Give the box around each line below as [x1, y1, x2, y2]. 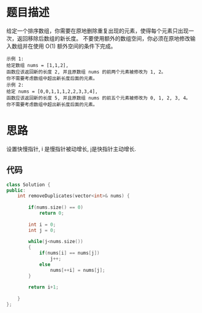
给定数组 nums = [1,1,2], [6, 62, 69, 68]
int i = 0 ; [28, 222, 56, 228]
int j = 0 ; [28, 227, 56, 233]
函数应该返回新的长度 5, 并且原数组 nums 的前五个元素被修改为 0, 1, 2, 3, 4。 [6, 95, 191, 101]
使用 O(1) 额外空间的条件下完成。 [32, 42, 116, 50]
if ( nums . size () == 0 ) [28, 204, 84, 211]
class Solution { [6, 182, 51, 188]
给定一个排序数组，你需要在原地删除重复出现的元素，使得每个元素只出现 [6, 27, 189, 34]
